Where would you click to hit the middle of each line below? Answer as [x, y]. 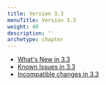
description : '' [31, 33]
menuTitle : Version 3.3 [42, 20]
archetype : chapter [36, 40]
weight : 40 [23, 26]
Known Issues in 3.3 [46, 67]
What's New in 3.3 [44, 59]
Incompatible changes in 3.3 [58, 75]
